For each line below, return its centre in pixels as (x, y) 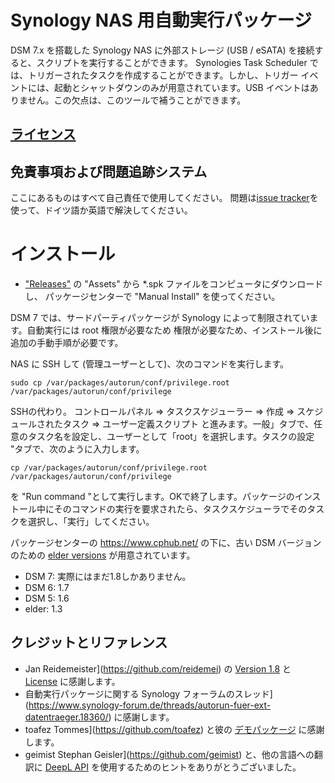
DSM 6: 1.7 (47, 588)
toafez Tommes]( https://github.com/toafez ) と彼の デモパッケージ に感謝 (174, 729)
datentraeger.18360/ (66, 717)
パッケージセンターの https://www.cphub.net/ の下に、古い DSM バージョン (166, 543)
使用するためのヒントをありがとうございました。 (200, 767)
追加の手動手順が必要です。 (67, 343)
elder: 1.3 (43, 609)
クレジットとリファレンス (89, 642)
